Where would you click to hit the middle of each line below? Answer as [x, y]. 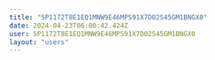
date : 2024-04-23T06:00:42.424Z [69, 26]
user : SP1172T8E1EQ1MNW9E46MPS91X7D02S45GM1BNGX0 [103, 34]
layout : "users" [39, 42]
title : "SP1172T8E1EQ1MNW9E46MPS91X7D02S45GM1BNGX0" [108, 17]
